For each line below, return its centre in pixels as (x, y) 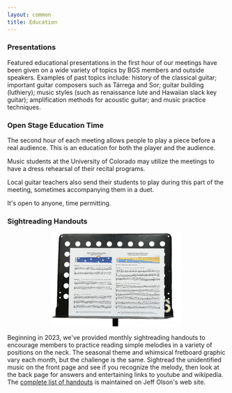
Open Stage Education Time (56, 125)
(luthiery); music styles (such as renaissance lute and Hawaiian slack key (112, 92)
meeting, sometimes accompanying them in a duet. (81, 190)
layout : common (29, 15)
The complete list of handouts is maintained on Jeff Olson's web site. (107, 382)
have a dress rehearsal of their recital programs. (76, 169)
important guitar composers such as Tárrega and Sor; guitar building (106, 84)
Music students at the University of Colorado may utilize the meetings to (111, 161)
